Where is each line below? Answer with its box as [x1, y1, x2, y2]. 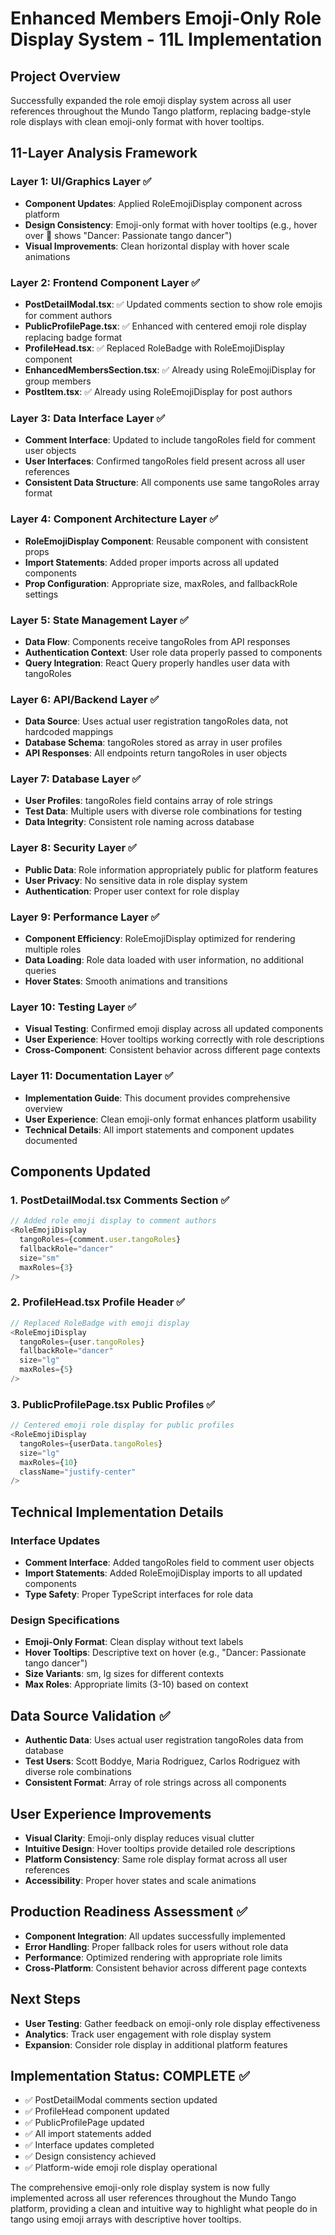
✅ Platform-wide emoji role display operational [24, 2162, 218, 2174]
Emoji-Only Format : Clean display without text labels [24, 1636, 244, 1648]
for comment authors [24, 309, 113, 321]
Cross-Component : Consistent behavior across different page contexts [24, 1044, 321, 1056]
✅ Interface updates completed [24, 2139, 155, 2151]
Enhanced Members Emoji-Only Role [10, 7, 322, 30]
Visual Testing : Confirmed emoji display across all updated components [24, 1023, 324, 1035]
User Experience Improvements [10, 1805, 212, 1822]
